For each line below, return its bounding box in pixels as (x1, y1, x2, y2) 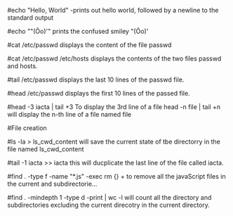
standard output (7, 13, 54, 22)
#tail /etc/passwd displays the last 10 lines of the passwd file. (7, 75, 185, 84)
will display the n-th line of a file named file (7, 110, 132, 118)
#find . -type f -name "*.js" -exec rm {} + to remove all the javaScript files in (7, 172, 226, 180)
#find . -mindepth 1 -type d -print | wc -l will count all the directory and (7, 193, 212, 201)
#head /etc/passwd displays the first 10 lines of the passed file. (7, 89, 191, 97)
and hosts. (7, 62, 38, 70)
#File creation (7, 124, 47, 132)
